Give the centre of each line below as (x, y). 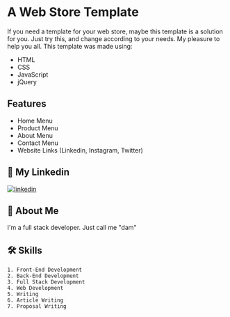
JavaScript (33, 75)
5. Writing (23, 294)
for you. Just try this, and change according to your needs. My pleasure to (114, 38)
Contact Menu (38, 143)
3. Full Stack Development (46, 282)
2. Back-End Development (43, 276)
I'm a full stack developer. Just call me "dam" (72, 228)
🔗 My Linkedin (39, 172)
